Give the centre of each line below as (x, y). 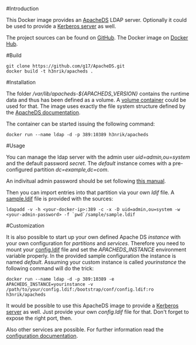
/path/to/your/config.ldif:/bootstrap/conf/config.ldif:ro (80, 290)
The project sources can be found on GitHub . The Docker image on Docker (97, 37)
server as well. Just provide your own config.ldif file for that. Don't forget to (98, 312)
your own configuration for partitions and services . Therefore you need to (96, 243)
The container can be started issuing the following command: (80, 124)
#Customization (25, 226)
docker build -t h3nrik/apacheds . (50, 71)
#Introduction (23, 9)
